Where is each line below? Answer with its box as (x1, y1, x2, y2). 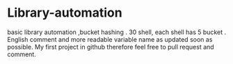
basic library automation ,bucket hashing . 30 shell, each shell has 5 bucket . (7, 28, 227, 36)
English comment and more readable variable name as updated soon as (7, 35, 213, 43)
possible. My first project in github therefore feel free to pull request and (7, 42, 214, 51)
